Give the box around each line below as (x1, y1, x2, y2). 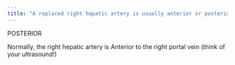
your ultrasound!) (7, 50, 57, 58)
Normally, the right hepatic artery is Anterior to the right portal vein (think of (7, 42, 225, 50)
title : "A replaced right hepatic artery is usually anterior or (7, 10, 201, 17)
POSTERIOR (7, 29, 42, 37)
